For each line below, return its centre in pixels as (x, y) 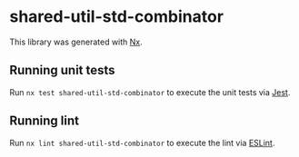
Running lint (45, 121)
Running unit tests (62, 70)
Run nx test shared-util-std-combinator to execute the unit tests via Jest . (150, 92)
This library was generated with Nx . (76, 42)
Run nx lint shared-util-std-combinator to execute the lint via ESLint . (142, 142)
